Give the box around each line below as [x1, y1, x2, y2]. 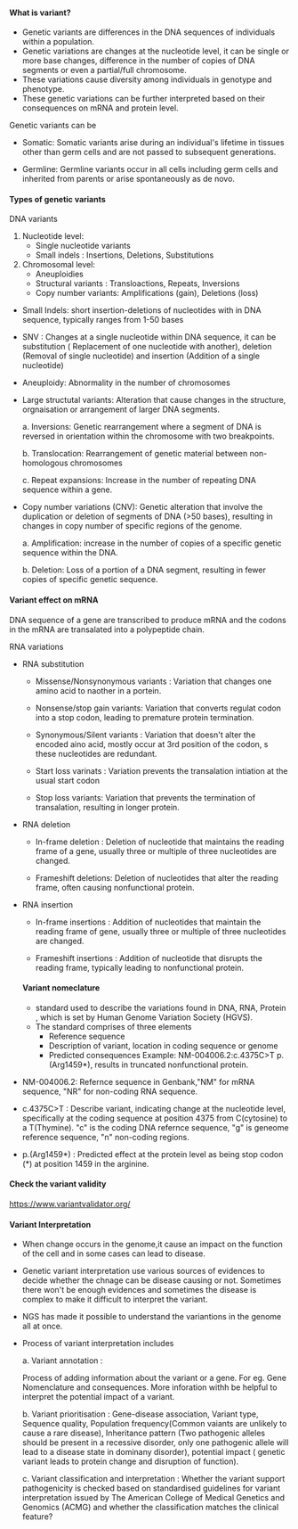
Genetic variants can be [9, 120, 97, 131]
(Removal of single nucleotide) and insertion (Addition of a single [21, 350, 261, 361]
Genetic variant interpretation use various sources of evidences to [21, 1266, 265, 1277]
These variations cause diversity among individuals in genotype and [21, 74, 272, 85]
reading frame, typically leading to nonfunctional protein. [35, 962, 245, 973]
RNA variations [9, 641, 64, 652]
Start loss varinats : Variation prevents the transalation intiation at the [35, 765, 288, 776]
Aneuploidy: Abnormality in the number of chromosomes [21, 377, 231, 388]
